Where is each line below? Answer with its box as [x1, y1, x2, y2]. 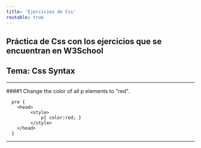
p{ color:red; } [41, 115, 82, 121]
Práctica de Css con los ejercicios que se [6, 36, 162, 47]
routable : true [6, 14, 44, 20]
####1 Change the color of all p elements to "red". [6, 87, 130, 94]
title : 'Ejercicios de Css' [6, 8, 77, 15]
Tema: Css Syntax [6, 66, 75, 76]
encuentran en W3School [6, 45, 103, 55]
